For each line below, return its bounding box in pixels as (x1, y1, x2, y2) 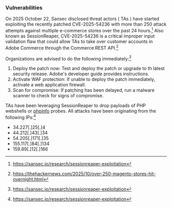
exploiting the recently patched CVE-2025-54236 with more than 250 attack (5, 21, 167, 27)
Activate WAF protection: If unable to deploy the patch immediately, (12, 76, 155, 82)
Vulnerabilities (5, 4, 42, 11)
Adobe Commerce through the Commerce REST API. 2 (5, 44, 119, 51)
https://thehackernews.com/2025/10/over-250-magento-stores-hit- (12, 171, 156, 177)
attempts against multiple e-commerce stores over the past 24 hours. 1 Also (5, 27, 164, 33)
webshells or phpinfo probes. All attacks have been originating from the (5, 108, 156, 114)
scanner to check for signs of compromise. (12, 93, 104, 99)
